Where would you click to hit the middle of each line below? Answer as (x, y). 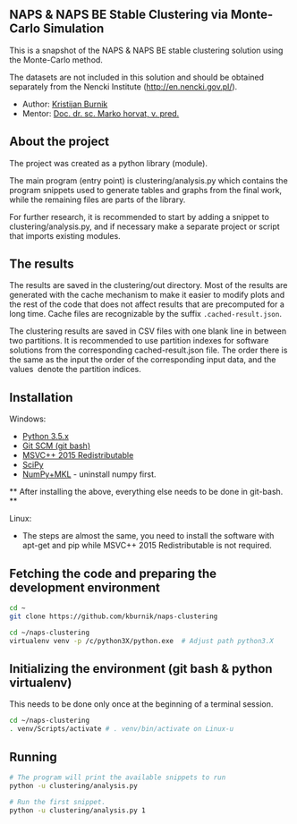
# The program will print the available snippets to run (118, 777)
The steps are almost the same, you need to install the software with (148, 536)
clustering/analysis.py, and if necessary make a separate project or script (144, 226)
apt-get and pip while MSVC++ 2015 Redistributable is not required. (147, 546)
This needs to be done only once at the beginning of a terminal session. (141, 704)
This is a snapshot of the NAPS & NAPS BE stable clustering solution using (146, 50)
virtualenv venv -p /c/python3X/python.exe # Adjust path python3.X (142, 641)
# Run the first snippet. (57, 802)
